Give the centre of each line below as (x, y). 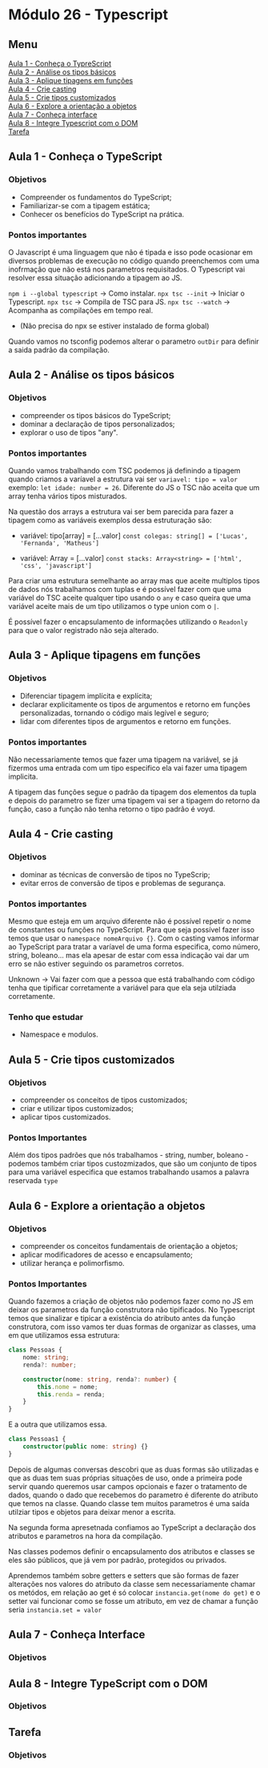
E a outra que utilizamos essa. (58, 1424)
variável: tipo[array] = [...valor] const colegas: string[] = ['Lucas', (134, 535)
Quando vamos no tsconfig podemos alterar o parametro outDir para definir (134, 341)
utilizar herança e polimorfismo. (72, 1263)
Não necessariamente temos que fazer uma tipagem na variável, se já (123, 759)
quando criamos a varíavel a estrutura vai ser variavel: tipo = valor (123, 479)
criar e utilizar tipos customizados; (77, 1108)
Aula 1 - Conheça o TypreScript (60, 63)
